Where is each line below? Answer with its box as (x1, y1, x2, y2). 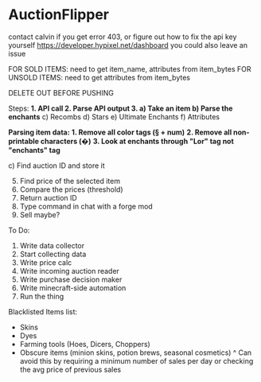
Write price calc (19, 257, 72, 267)
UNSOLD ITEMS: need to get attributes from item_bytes (8, 72, 191, 82)
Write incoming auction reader (19, 266, 119, 275)
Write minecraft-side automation (19, 283, 127, 292)
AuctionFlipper (8, 6, 110, 24)
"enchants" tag (8, 145, 61, 154)
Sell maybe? (19, 209, 60, 220)
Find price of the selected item (19, 176, 121, 185)
